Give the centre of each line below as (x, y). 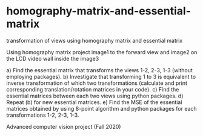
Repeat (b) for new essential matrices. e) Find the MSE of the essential (94, 102)
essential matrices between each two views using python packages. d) (95, 96)
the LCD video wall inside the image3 (53, 58)
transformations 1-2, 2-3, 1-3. (43, 115)
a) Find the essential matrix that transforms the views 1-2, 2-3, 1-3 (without (99, 70)
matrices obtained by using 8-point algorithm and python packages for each (101, 108)
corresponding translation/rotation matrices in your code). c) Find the (93, 89)
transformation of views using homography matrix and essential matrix (95, 40)
